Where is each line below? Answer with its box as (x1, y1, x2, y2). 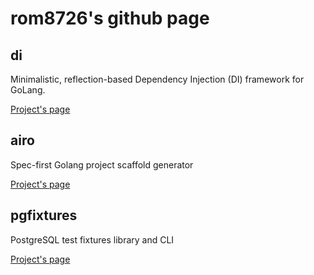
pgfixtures (10, 207, 78, 224)
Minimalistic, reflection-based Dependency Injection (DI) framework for (10, 73, 305, 85)
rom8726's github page (10, 7, 210, 30)
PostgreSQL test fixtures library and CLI (10, 233, 175, 246)
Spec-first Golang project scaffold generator (10, 158, 194, 171)
